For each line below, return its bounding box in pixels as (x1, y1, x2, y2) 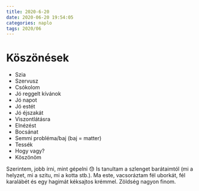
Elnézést (14, 122, 37, 129)
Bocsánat (14, 128, 39, 135)
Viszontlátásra (14, 116, 51, 123)
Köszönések (6, 51, 70, 65)
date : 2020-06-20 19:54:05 (6, 14, 74, 20)
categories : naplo (6, 20, 52, 26)
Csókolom (14, 84, 40, 91)
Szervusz (14, 77, 39, 84)
